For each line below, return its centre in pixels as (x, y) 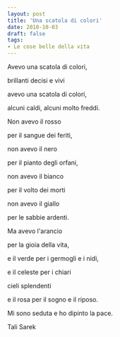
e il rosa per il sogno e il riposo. (53, 300)
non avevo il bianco (36, 176)
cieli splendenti (29, 286)
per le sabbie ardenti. (38, 217)
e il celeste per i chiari (40, 272)
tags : (15, 40)
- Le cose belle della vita (49, 47)
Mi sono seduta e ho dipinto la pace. (60, 313)
